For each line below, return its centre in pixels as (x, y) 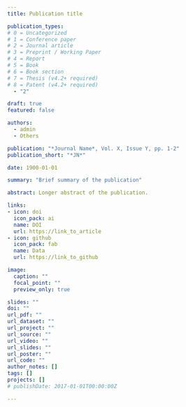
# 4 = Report (26, 59)
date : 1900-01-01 (33, 168)
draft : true (24, 104)
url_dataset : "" (31, 322)
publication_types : (36, 26)
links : (17, 206)
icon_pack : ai (34, 218)
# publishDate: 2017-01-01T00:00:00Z (62, 386)
